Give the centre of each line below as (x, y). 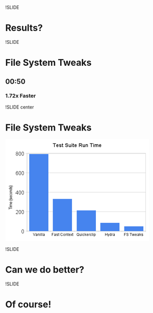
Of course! (28, 304)
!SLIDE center (20, 107)
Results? (24, 28)
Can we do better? (45, 269)
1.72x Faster (21, 96)
